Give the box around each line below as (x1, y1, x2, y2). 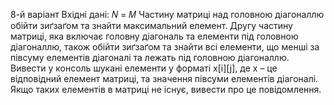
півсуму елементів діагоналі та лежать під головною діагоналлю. (10, 52, 290, 63)
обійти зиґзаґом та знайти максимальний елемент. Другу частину (10, 20, 293, 31)
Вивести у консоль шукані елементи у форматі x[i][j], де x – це (10, 62, 278, 74)
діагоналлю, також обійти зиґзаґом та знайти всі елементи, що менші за (10, 41, 320, 53)
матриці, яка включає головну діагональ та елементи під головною (10, 30, 299, 42)
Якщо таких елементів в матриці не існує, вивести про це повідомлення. (10, 84, 322, 95)
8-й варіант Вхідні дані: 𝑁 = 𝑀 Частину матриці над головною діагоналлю (10, 9, 325, 20)
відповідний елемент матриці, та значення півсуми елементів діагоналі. (10, 73, 319, 84)
